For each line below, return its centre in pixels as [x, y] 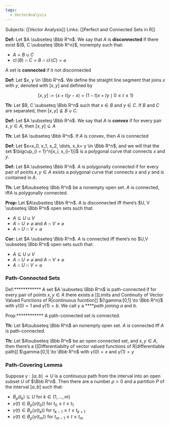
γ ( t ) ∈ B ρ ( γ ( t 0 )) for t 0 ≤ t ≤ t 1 [43, 404]
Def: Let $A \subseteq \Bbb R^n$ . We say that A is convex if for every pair [84, 120]
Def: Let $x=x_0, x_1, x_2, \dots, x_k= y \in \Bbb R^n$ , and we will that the [82, 146]
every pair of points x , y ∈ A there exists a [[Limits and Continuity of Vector [84, 295]
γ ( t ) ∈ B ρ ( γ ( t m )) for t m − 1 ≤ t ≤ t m [48, 417]
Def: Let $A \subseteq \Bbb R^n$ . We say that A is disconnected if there [82, 39]
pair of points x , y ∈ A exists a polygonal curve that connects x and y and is [85, 172]
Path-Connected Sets [33, 278]
